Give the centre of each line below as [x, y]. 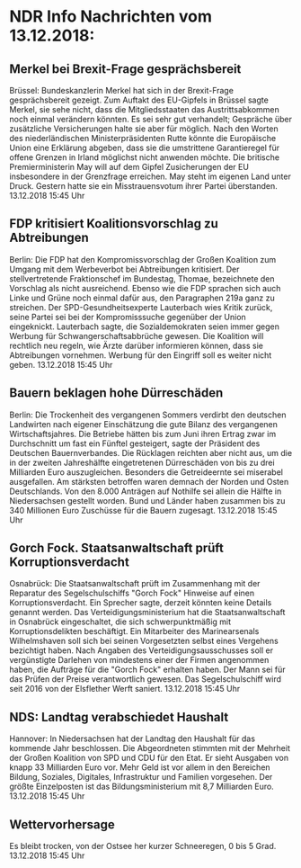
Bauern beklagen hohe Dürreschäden [116, 393]
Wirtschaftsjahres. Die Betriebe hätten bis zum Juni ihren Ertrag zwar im [143, 434]
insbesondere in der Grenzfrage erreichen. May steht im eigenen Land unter [150, 176]
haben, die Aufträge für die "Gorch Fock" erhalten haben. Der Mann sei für [147, 670]
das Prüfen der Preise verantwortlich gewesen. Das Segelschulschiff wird [145, 679]
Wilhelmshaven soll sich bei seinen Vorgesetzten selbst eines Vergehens [144, 641]
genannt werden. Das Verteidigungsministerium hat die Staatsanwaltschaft [147, 613]
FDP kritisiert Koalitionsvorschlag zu [114, 224]
